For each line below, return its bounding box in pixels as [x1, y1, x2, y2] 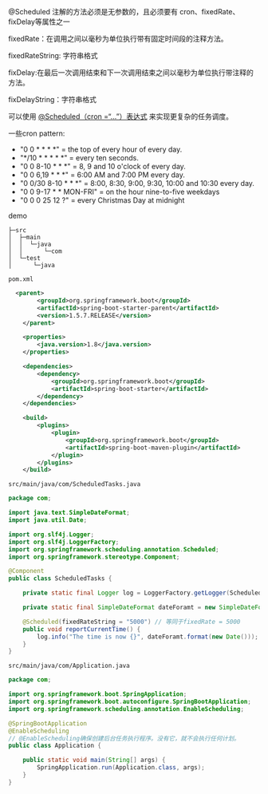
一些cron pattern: [8, 128, 65, 138]
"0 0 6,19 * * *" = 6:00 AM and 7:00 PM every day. [19, 170, 186, 180]
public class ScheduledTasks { [8, 575, 112, 583]
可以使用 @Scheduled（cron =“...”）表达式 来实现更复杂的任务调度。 [8, 112, 234, 121]
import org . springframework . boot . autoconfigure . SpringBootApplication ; [8, 697, 251, 705]
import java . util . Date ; [8, 516, 88, 524]
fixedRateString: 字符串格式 [8, 51, 98, 60]
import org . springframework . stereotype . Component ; [8, 553, 180, 561]
